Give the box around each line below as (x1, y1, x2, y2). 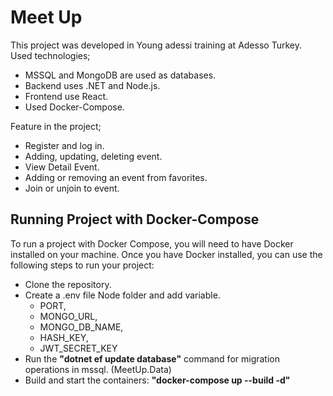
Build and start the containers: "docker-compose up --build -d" (24, 374, 291, 386)
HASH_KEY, (39, 331, 89, 343)
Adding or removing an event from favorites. (24, 171, 208, 183)
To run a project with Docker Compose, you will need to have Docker (10, 237, 294, 250)
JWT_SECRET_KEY (39, 342, 118, 354)
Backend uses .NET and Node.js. (24, 79, 161, 91)
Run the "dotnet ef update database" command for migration (24, 352, 280, 365)
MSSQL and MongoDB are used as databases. (24, 69, 217, 81)
